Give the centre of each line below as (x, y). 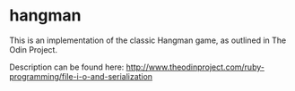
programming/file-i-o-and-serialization (81, 76)
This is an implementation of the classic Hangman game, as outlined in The (148, 40)
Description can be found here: (67, 67)
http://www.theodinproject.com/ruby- (195, 67)
